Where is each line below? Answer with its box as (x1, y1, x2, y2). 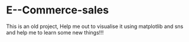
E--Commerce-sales (6, 3, 109, 17)
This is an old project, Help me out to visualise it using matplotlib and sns (6, 23, 184, 30)
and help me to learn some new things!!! (6, 29, 104, 36)
